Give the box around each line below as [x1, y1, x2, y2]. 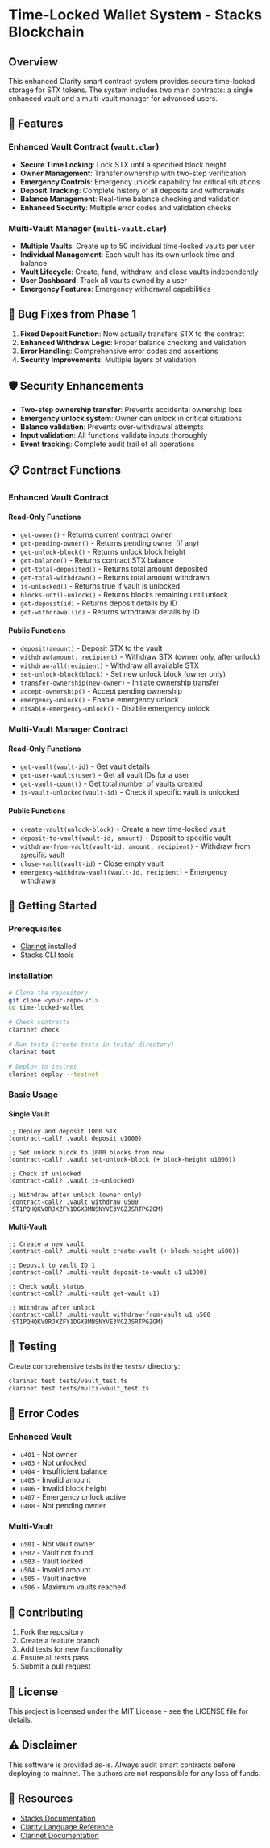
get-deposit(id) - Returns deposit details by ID [19, 598, 177, 608]
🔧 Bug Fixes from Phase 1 [8, 307, 137, 321]
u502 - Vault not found [19, 1548, 93, 1558]
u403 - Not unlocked [19, 1458, 87, 1468]
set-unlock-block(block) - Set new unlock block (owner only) [19, 669, 226, 679]
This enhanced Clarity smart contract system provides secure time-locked [8, 77, 255, 86]
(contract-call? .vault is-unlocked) [8, 1176, 135, 1185]
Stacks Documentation [19, 1813, 96, 1823]
